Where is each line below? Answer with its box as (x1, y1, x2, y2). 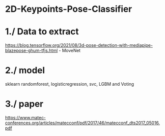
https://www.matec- (5, 115, 46, 120)
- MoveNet (58, 48, 81, 54)
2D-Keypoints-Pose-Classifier (5, 3, 132, 15)
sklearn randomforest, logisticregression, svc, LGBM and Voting (5, 81, 134, 87)
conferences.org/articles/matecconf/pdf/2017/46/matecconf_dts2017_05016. (5, 120, 160, 126)
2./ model (5, 65, 45, 76)
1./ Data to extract (5, 26, 79, 37)
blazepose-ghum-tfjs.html (5, 48, 58, 54)
